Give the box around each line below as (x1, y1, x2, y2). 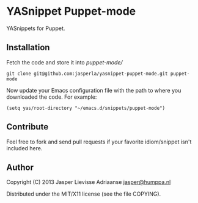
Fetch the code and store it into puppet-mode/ (6, 58, 123, 66)
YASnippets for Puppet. (6, 25, 65, 32)
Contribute (6, 121, 49, 132)
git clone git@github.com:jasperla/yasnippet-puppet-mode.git (6, 71, 168, 77)
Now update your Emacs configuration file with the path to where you (6, 86, 182, 94)
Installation (6, 42, 50, 53)
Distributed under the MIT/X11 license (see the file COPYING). (6, 190, 161, 197)
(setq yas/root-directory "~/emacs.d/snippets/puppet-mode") (6, 105, 166, 111)
